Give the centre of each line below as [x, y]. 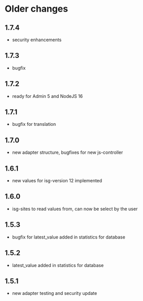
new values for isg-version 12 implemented [57, 181]
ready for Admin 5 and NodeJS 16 [47, 96]
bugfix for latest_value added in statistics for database [68, 237]
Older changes [37, 9]
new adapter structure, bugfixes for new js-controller [67, 152]
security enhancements [37, 40]
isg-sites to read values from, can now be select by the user [75, 209]
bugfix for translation [34, 124]
